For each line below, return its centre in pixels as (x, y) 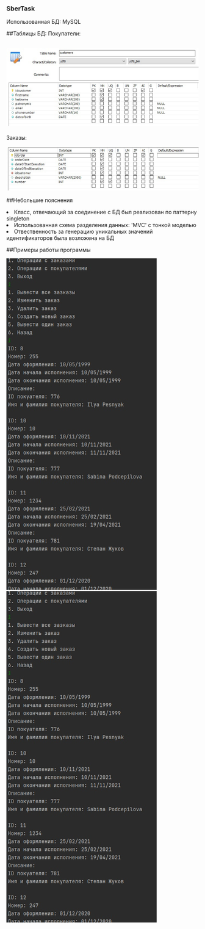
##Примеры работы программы (49, 250)
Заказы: (17, 138)
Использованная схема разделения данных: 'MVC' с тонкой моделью (105, 225)
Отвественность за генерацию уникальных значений (84, 231)
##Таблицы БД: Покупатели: (44, 34)
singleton (18, 219)
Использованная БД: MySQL (44, 22)
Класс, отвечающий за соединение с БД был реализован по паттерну (106, 212)
